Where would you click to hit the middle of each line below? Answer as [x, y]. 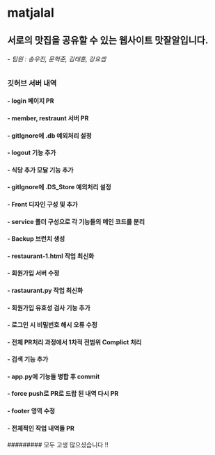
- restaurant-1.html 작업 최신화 [51, 256]
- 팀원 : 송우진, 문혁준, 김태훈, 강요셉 [57, 59]
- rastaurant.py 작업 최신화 [45, 290]
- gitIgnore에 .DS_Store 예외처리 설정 [59, 187]
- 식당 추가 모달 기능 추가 [40, 170]
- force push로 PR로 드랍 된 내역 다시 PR [63, 394]
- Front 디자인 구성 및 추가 [42, 204]
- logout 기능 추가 [32, 153]
